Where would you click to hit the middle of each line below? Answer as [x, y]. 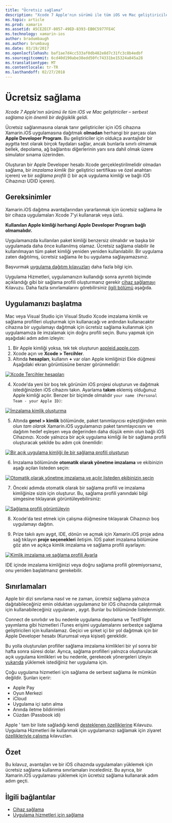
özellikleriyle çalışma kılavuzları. [39, 736]
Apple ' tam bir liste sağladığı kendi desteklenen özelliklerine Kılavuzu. [79, 725]
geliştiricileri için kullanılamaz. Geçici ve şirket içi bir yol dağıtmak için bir [82, 631]
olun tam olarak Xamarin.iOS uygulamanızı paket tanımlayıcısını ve [82, 426]
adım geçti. [17, 781]
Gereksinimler [28, 197]
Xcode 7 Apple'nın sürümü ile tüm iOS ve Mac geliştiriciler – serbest [77, 112]
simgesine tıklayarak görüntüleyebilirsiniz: [57, 499]
